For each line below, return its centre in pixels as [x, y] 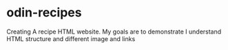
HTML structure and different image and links [71, 38]
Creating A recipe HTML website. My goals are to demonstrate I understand [114, 32]
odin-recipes [44, 13]
